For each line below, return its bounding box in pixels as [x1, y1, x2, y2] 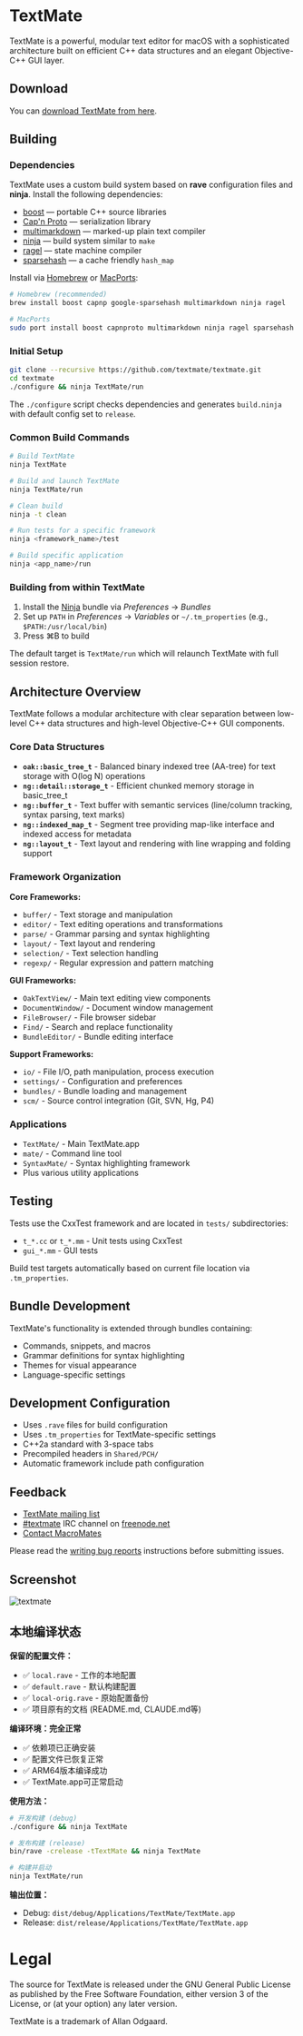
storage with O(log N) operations [22, 771, 146, 782]
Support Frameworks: [9, 1048, 93, 1059]
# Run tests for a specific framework [9, 526, 156, 536]
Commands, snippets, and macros [22, 1340, 151, 1351]
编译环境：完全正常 [9, 1723, 82, 1734]
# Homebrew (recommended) [9, 290, 107, 300]
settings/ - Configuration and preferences [22, 1075, 183, 1086]
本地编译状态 [9, 1625, 82, 1640]
